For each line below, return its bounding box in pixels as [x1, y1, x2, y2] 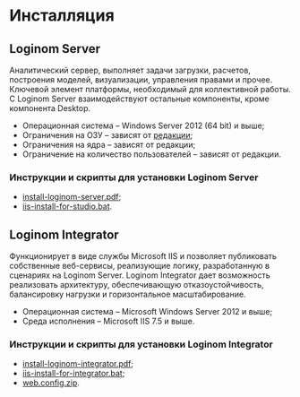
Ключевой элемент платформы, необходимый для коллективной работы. [9, 84, 291, 94]
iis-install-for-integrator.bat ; [21, 368, 125, 379]
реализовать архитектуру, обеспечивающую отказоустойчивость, [9, 280, 264, 290]
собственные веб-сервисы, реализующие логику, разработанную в [9, 261, 270, 272]
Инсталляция [9, 5, 115, 26]
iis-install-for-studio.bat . [21, 201, 113, 211]
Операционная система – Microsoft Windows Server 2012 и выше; [21, 306, 273, 317]
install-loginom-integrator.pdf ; [21, 358, 134, 369]
